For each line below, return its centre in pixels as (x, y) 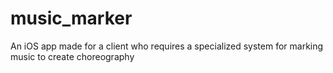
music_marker (71, 18)
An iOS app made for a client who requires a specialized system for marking (167, 46)
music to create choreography (72, 56)
